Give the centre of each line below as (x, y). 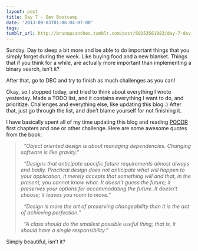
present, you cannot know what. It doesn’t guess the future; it (95, 183)
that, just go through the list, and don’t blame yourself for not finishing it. (94, 111)
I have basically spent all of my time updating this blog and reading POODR (97, 122)
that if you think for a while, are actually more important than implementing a (99, 63)
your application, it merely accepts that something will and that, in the (106, 176)
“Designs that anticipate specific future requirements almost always (106, 164)
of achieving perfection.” (51, 213)
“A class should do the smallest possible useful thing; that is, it (100, 224)
